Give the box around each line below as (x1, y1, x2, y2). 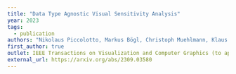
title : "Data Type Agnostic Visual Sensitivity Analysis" (7, 10, 181, 18)
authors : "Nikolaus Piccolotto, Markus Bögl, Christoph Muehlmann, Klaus (7, 37, 228, 44)
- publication (13, 30, 55, 37)
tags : (7, 23, 23, 30)
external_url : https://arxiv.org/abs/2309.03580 (7, 56, 152, 63)
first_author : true (7, 43, 65, 50)
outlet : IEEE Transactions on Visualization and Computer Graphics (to (7, 50, 221, 57)
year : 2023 (7, 17, 39, 24)
